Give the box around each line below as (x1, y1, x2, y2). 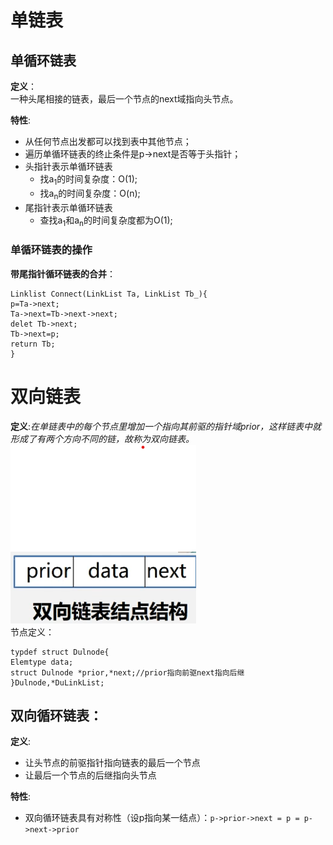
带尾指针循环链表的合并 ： (10, 267, 116, 280)
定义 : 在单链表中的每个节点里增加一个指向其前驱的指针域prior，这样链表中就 (10, 420, 322, 432)
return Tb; (10, 339, 56, 349)
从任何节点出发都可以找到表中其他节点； (24, 136, 192, 147)
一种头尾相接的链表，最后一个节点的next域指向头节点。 (10, 93, 239, 105)
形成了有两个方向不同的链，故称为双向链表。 (10, 432, 195, 445)
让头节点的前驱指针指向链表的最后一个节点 (24, 757, 201, 769)
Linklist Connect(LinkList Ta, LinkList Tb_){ (10, 289, 208, 299)
